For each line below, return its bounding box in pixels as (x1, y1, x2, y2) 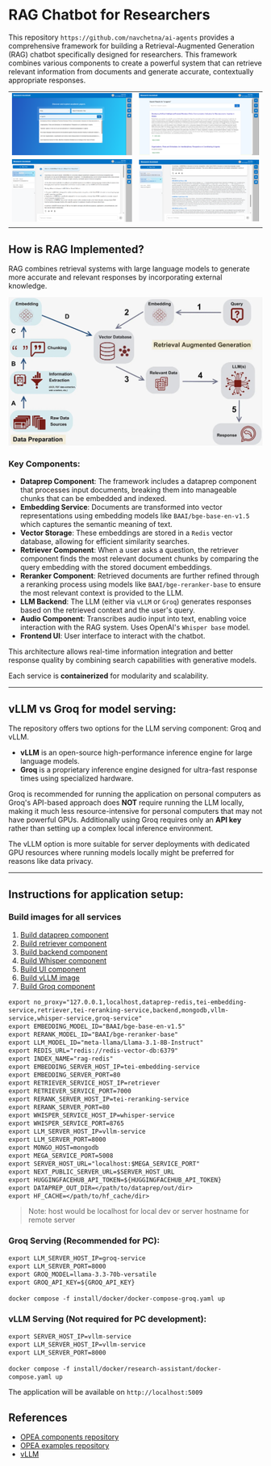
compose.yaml (8, 1373, 52, 1381)
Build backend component (19, 947, 108, 957)
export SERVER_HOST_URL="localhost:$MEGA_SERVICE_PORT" (8, 1160, 200, 1168)
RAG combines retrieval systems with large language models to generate (8, 264, 250, 274)
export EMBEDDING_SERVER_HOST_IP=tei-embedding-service (8, 1063, 200, 1071)
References (8, 1410, 68, 1424)
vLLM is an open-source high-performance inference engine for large (19, 748, 252, 757)
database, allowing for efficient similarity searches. (19, 537, 190, 546)
